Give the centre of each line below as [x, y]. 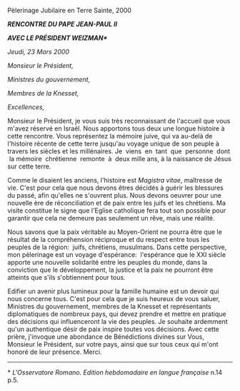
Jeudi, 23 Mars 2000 [39, 52]
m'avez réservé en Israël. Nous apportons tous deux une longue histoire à [116, 128]
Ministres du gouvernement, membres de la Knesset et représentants [110, 306]
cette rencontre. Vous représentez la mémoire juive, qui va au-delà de [110, 136]
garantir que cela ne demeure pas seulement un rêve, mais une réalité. [111, 218]
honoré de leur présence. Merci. [55, 352]
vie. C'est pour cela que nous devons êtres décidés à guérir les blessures [115, 188]
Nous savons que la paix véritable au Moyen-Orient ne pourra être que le [115, 232]
